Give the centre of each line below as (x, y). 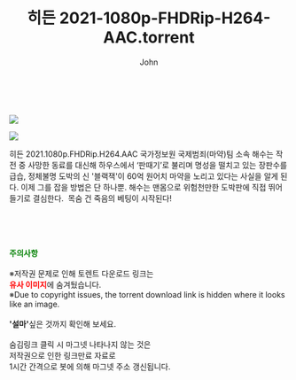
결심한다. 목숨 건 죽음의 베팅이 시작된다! (102, 198)
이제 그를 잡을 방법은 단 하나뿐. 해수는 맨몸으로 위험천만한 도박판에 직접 (144, 187)
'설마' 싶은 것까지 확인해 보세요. (63, 323)
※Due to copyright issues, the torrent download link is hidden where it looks (147, 294)
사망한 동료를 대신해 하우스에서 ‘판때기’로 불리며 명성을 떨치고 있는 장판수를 (158, 165)
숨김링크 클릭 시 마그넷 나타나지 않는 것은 (80, 344)
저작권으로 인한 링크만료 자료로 (63, 355)
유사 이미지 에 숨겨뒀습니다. (55, 284)
